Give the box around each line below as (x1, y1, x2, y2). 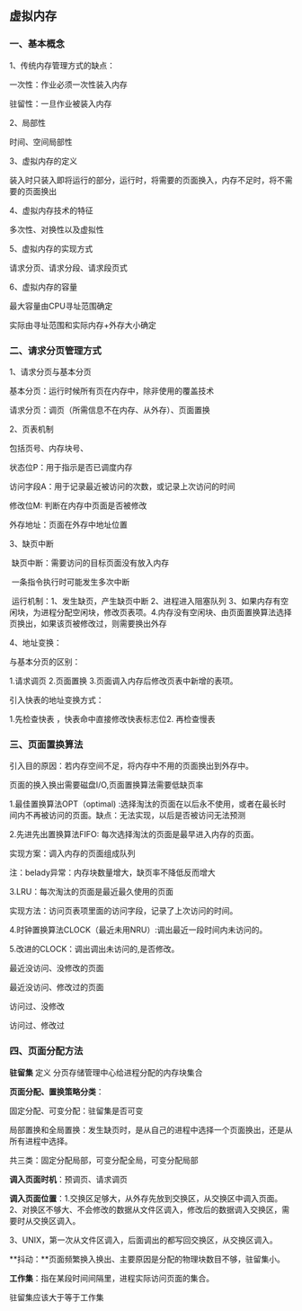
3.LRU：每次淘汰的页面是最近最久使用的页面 (9, 887, 173, 897)
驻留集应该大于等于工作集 (9, 1291, 104, 1302)
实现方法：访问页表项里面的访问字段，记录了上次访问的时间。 (9, 905, 238, 916)
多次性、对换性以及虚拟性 (9, 224, 104, 235)
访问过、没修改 (9, 1001, 65, 1012)
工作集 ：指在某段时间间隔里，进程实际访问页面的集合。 (9, 1272, 214, 1283)
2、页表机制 (9, 424, 54, 434)
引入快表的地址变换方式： (9, 694, 104, 705)
